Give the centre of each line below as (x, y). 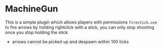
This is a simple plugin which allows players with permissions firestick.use (81, 22)
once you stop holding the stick (36, 32)
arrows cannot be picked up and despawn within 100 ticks (70, 41)
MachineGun (32, 9)
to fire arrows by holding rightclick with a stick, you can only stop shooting (80, 27)
